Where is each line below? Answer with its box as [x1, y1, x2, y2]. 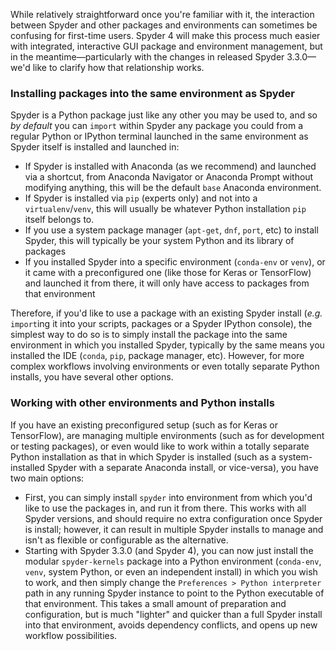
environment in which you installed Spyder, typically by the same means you [10, 339, 325, 351]
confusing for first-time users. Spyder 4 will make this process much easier [10, 30, 321, 41]
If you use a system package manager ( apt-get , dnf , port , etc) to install [24, 224, 319, 236]
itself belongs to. [24, 214, 95, 226]
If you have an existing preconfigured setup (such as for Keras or [10, 419, 279, 431]
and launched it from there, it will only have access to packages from [24, 277, 310, 289]
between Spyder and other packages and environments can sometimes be [10, 19, 318, 31]
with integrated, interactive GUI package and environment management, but [10, 40, 323, 52]
